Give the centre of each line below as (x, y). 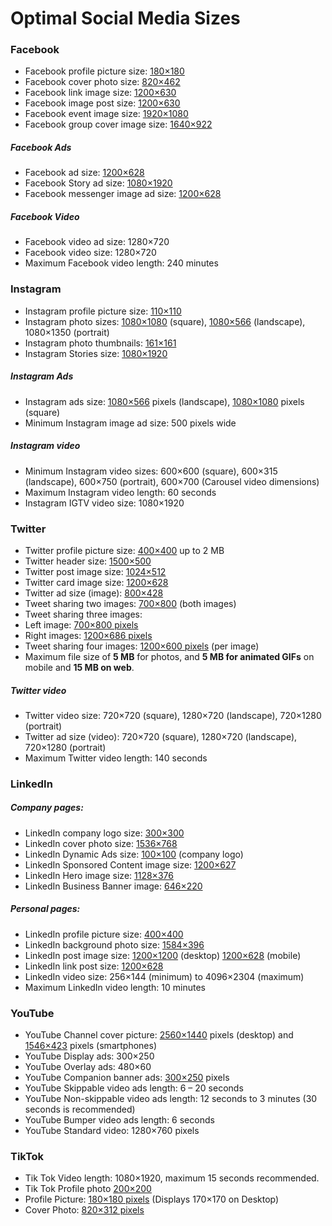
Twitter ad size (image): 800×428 (94, 593)
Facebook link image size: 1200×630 (100, 93)
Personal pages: (45, 909)
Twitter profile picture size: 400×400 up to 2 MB (124, 550)
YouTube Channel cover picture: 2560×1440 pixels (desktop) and (159, 1035)
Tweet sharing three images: (83, 614)
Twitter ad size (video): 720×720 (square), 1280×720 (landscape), (161, 736)
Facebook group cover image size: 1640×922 (118, 124)
